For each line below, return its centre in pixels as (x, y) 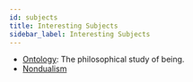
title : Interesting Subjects (64, 26)
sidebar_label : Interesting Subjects (80, 34)
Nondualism (44, 69)
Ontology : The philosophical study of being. (103, 60)
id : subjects (34, 17)
